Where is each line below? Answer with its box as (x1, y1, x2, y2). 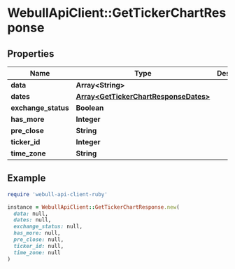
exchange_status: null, (13, 223, 83, 230)
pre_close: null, (13, 236, 64, 243)
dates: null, (13, 216, 52, 223)
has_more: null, (13, 230, 61, 237)
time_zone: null (13, 249, 61, 256)
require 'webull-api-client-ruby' (7, 191, 108, 198)
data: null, (13, 210, 49, 217)
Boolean (76, 103, 104, 113)
